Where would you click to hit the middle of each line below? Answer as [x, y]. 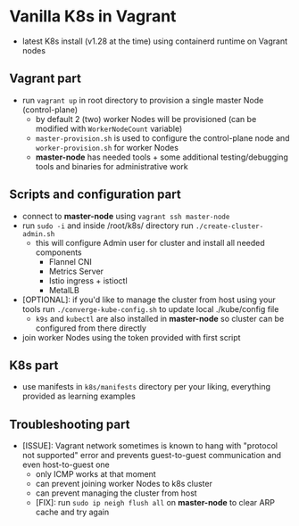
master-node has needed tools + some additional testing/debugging [162, 157]
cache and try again [72, 512]
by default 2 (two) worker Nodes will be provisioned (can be [146, 119]
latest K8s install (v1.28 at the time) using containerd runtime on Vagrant [155, 41]
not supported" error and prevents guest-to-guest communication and [152, 456]
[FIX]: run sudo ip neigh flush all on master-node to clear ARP [155, 503]
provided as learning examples [79, 396]
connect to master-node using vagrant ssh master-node [126, 216]
